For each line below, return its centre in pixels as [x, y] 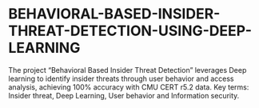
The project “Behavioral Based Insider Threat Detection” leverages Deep [128, 70]
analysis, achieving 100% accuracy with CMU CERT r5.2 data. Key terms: [129, 87]
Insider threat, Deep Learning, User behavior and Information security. [124, 95]
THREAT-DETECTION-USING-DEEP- [130, 31]
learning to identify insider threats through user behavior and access [121, 78]
